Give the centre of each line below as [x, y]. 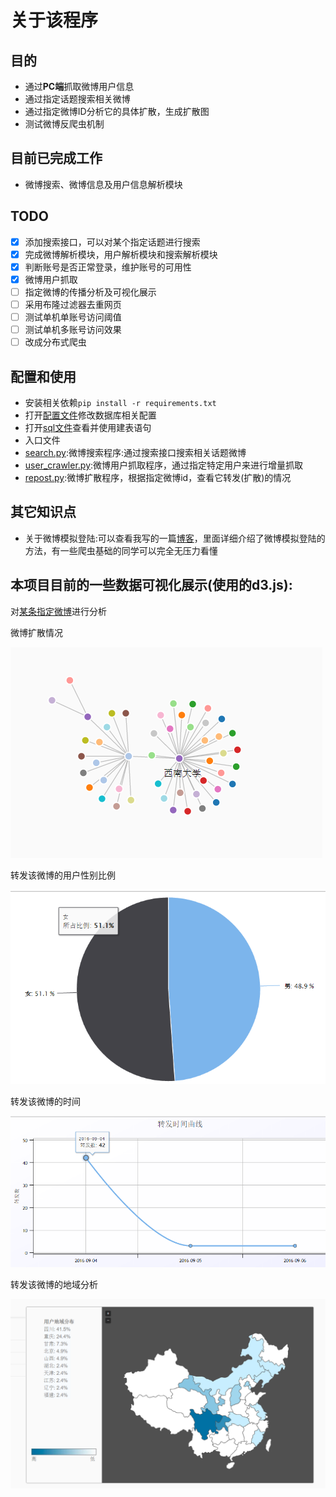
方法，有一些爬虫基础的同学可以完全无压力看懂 [121, 550]
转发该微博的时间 [45, 1101]
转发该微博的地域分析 [54, 1285]
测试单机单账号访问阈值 [73, 317]
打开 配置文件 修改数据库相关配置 [90, 415]
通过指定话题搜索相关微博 [77, 99]
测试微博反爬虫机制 [64, 124]
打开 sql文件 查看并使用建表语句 [88, 427]
